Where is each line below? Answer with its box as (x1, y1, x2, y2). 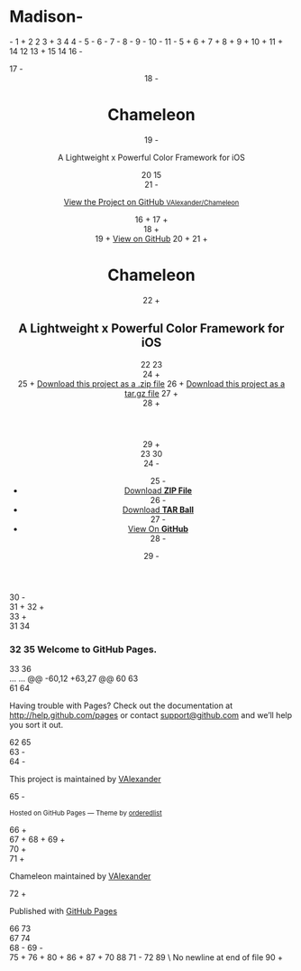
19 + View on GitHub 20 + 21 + (94, 233, 209, 244)
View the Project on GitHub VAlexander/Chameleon (63, 196, 240, 207)
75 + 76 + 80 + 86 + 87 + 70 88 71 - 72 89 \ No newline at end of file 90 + (9, 951, 284, 963)
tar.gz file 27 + (124, 387, 178, 398)
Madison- (9, 6, 84, 27)
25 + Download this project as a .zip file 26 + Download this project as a (17, 378, 286, 389)
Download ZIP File (123, 485, 192, 496)
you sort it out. (9, 719, 64, 730)
